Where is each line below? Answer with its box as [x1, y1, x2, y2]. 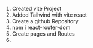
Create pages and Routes [11, 30, 75, 37]
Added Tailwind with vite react [11, 11, 87, 18]
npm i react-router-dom [11, 24, 71, 31]
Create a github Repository [11, 18, 79, 24]
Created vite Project [11, 5, 62, 12]
